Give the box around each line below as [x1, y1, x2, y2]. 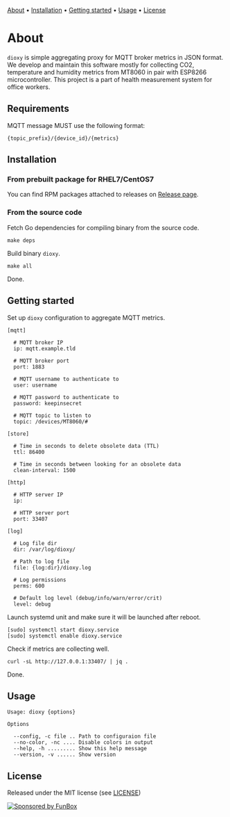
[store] [7, 430, 30, 437]
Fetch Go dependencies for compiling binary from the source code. [7, 223, 200, 232]
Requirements [7, 103, 69, 115]
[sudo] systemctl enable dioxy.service [7, 632, 123, 639]
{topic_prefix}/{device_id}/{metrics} [7, 135, 119, 142]
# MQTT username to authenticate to [13, 375, 119, 382]
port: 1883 [13, 363, 45, 371]
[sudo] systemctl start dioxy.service [7, 626, 119, 633]
